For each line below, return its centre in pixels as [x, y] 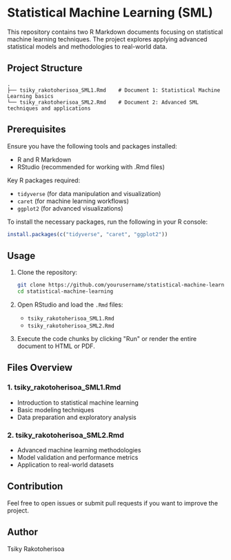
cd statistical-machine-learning [65, 291]
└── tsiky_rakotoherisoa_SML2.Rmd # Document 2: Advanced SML [103, 102]
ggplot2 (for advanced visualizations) [70, 208]
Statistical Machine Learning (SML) [110, 13]
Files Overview [40, 368]
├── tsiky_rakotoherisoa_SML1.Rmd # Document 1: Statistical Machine [114, 90]
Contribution [35, 486]
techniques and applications [49, 108]
